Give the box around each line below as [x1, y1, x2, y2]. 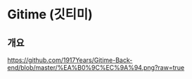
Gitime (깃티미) [7, 6, 93, 23]
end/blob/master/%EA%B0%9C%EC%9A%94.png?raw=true [7, 63, 185, 71]
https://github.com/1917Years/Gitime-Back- [7, 56, 133, 64]
